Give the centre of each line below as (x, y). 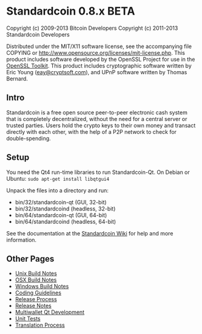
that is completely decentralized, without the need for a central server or (97, 119)
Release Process (36, 299)
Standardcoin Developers (38, 34)
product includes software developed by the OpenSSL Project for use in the (101, 59)
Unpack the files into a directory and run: (58, 190)
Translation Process (40, 325)
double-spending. (29, 138)
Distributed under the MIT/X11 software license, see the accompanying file (99, 46)
